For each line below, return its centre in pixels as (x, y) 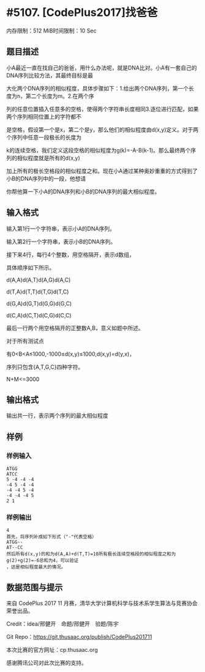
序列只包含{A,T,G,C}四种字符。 (45, 367)
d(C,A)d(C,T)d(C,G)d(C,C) (39, 315)
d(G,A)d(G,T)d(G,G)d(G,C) (39, 303)
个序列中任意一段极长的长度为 (44, 137)
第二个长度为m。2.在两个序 (60, 96)
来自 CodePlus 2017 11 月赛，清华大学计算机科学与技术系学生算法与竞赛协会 (102, 604)
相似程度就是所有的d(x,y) (49, 158)
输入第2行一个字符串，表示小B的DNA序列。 (61, 242)
